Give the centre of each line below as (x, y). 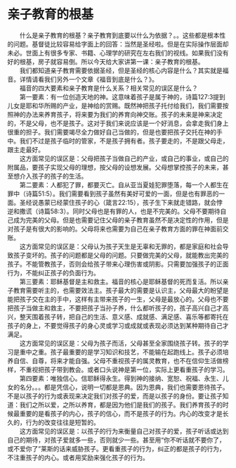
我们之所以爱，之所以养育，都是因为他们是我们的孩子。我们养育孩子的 (121, 405)
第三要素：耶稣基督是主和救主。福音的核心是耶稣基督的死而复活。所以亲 (124, 282)
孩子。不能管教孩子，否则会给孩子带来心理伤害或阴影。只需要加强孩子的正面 (118, 264)
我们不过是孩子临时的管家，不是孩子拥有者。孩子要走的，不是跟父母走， (124, 141)
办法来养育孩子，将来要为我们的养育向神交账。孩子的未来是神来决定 (124, 114)
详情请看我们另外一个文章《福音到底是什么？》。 (88, 79)
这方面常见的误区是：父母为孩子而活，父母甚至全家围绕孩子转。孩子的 (121, 343)
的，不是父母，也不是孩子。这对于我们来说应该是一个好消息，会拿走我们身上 (118, 123)
